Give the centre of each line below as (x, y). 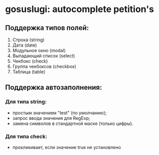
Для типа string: (26, 102)
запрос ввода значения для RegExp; (51, 118)
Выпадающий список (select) (44, 56)
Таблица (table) (29, 72)
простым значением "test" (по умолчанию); (59, 113)
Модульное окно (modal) (39, 50)
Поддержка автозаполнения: (54, 88)
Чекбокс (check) (30, 61)
